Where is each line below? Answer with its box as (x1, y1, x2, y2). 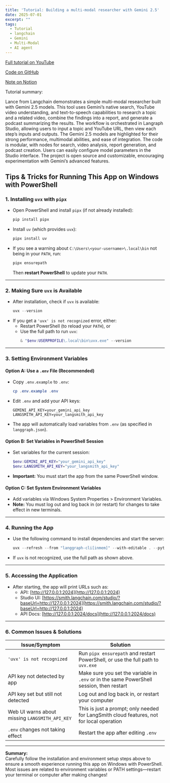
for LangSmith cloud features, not (78, 711, 158, 719)
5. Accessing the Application (5, 572, 78, 579)
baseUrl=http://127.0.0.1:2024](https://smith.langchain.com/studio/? (20, 600, 161, 606)
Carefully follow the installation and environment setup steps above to (5, 755, 151, 762)
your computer (78, 697, 114, 704)
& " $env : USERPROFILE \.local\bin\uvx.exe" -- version (20, 338, 132, 343)
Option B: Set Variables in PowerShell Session (5, 438, 104, 444)
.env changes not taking (8, 726, 65, 733)
